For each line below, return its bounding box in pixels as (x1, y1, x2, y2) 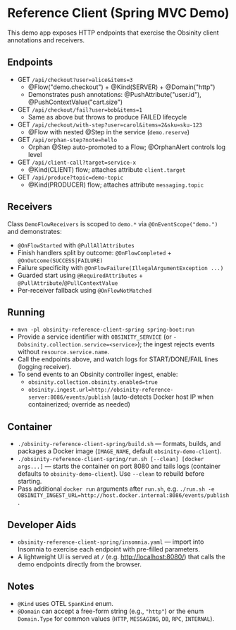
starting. (17, 477, 42, 486)
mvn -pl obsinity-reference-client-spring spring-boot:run (17, 327, 195, 334)
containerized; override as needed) (27, 400, 130, 409)
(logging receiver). (17, 363, 72, 371)
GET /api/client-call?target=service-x (17, 158, 136, 166)
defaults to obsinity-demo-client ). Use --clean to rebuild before (17, 469, 205, 478)
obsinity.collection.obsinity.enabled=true (27, 379, 159, 386)
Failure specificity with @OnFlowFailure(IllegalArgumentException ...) (17, 263, 224, 272)
